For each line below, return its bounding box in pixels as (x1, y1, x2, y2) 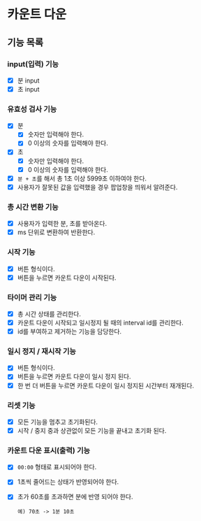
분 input (17, 76, 40, 85)
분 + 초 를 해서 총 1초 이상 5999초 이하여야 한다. (17, 174, 147, 183)
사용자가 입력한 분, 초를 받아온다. (17, 220, 107, 228)
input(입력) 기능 (7, 59, 59, 69)
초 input (17, 85, 40, 93)
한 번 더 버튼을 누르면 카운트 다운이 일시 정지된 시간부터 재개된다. (17, 381, 194, 390)
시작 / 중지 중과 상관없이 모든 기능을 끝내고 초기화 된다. (17, 426, 167, 434)
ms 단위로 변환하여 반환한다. (17, 228, 96, 236)
